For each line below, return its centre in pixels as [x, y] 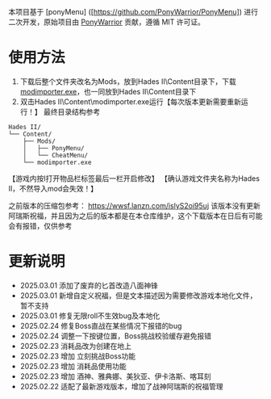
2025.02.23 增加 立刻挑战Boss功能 [78, 356]
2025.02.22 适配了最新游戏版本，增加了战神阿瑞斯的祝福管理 [121, 386]
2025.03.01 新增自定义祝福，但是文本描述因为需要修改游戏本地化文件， [138, 295]
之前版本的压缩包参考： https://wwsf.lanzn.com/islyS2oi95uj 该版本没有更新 [134, 205]
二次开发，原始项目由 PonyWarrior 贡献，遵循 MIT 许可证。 [107, 22]
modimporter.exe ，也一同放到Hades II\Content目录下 [108, 91]
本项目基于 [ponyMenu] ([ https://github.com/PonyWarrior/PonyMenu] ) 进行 [133, 12]
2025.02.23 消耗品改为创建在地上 [75, 346]
